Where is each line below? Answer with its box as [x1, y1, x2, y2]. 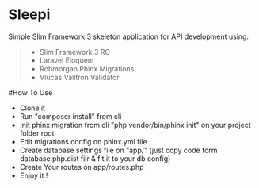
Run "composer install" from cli [19, 111, 122, 121]
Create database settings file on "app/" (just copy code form [19, 145, 218, 155]
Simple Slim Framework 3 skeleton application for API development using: [8, 32, 249, 41]
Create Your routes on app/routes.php [19, 162, 144, 171]
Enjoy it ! [19, 171, 48, 180]
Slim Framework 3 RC [39, 47, 111, 56]
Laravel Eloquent [39, 56, 95, 65]
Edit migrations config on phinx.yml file [19, 136, 148, 146]
